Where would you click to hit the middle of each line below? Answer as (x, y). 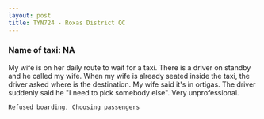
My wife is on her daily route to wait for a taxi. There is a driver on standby (130, 67)
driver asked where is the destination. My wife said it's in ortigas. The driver (132, 84)
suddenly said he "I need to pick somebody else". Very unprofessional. (124, 92)
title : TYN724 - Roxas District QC (67, 23)
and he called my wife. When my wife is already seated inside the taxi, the (129, 76)
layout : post (30, 15)
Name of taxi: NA (42, 50)
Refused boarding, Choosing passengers (74, 107)
